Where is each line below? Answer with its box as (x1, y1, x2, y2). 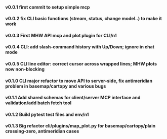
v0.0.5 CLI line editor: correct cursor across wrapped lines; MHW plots (5, 60, 157, 66)
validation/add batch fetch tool (5, 100, 72, 106)
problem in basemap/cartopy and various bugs (5, 83, 106, 89)
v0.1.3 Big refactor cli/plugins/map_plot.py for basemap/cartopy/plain (5, 123, 156, 129)
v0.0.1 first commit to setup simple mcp (5, 4, 90, 10)
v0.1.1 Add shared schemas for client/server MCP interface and (5, 95, 141, 101)
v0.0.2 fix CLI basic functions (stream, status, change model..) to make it (5, 16, 162, 22)
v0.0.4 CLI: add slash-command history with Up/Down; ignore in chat (5, 44, 154, 50)
